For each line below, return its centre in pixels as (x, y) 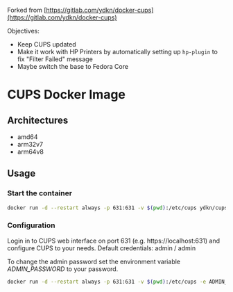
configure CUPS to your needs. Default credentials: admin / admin (102, 248)
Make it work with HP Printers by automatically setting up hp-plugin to (118, 52)
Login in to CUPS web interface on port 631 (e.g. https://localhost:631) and (114, 241)
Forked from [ (27, 10)
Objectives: (23, 31)
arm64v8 (30, 152)
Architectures (38, 120)
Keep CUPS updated (46, 44)
